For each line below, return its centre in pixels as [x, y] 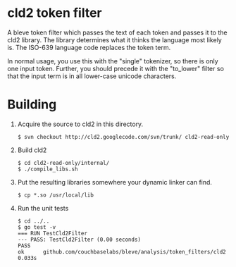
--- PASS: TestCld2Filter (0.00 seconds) [79, 240]
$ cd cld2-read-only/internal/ [63, 163]
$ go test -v [37, 227]
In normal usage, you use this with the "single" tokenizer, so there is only [113, 61]
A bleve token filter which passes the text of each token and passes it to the [117, 32]
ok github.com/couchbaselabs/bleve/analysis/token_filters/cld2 [122, 252]
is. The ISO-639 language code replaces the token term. [89, 47]
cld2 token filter [55, 13]
